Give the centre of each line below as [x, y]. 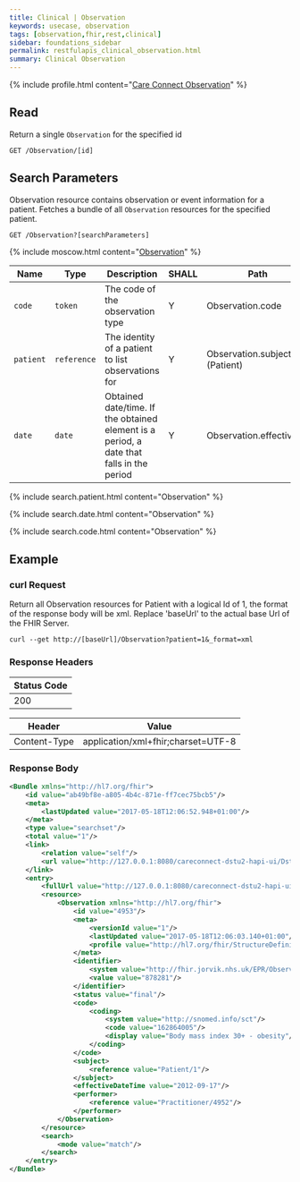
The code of [130, 289]
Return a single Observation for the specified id [96, 134]
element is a [130, 429]
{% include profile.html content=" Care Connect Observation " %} [129, 85]
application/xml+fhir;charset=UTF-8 [159, 741]
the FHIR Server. [39, 624]
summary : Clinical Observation [67, 59]
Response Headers [51, 662]
